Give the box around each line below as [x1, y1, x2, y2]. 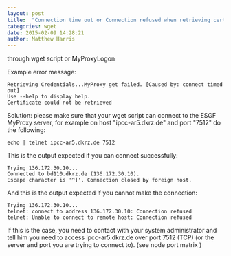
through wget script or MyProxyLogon [7, 54, 115, 63]
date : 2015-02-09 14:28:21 [7, 29, 85, 36]
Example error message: [7, 68, 77, 76]
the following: [7, 126, 46, 134]
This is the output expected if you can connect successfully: [7, 151, 179, 160]
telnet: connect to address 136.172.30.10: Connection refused [7, 208, 192, 215]
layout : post [7, 10, 45, 17]
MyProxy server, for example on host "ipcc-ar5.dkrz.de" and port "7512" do [7, 118, 221, 127]
